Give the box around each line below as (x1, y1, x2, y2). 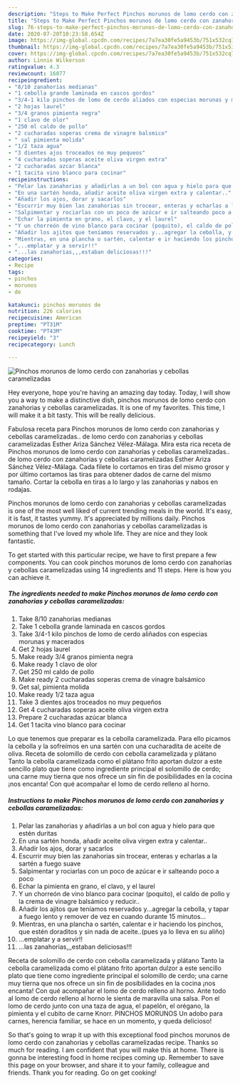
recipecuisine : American (8, 315, 82, 322)
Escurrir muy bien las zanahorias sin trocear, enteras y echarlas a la (18, 852, 218, 861)
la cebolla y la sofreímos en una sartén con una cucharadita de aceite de (8, 742, 221, 751)
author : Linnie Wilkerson (8, 57, 85, 64)
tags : (8, 268, 24, 275)
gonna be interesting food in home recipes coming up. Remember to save (8, 1053, 224, 1062)
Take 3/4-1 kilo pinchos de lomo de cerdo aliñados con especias (18, 630, 208, 638)
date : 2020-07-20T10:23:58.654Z (8, 30, 104, 38)
